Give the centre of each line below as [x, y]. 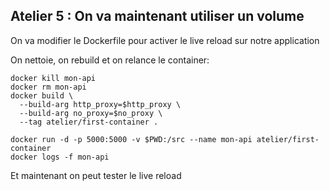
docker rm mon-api [48, 87]
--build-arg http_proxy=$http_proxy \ [100, 104]
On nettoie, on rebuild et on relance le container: [110, 60]
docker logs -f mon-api [60, 157]
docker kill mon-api [53, 78]
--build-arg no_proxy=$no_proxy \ [91, 113]
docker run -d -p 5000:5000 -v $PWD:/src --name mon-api [131, 139]
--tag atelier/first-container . [89, 122]
